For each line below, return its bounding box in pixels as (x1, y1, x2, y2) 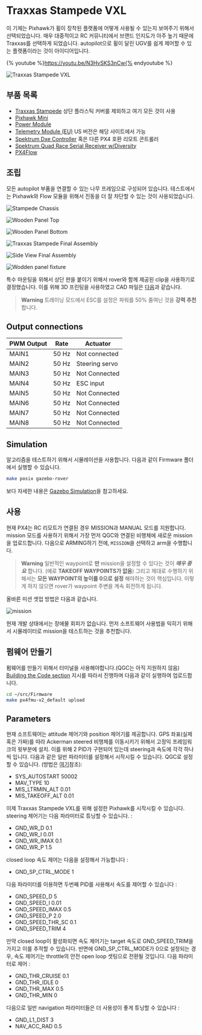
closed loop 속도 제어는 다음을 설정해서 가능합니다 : (6, 856, 128, 864)
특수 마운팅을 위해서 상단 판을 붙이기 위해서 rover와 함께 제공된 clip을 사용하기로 (6, 276, 195, 283)
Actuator (84, 340, 112, 348)
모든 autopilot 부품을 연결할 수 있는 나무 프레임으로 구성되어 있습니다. (6, 185, 169, 192)
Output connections (6, 322, 83, 332)
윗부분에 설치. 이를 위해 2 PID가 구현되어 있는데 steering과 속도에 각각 (17, 746, 183, 753)
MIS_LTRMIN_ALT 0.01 (14, 785, 71, 793)
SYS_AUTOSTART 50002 (14, 773, 78, 780)
